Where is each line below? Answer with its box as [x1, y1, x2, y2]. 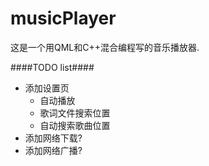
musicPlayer [10, 7, 117, 30]
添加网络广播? [24, 144, 83, 156]
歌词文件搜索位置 [39, 107, 111, 119]
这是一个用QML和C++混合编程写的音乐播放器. [10, 41, 200, 53]
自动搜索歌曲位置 [39, 119, 111, 131]
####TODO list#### [10, 61, 95, 73]
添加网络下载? [24, 132, 83, 144]
